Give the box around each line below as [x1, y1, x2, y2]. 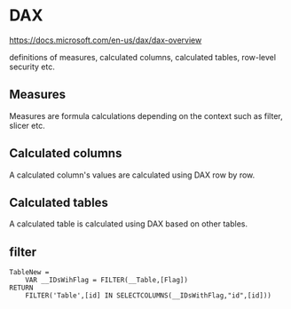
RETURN [9, 283, 34, 293]
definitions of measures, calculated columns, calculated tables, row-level [9, 51, 277, 62]
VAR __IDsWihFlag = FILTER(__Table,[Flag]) [25, 276, 189, 285]
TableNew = [9, 268, 50, 277]
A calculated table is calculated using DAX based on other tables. [9, 218, 248, 229]
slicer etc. [9, 120, 46, 131]
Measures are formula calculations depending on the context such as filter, [9, 110, 283, 121]
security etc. [9, 61, 55, 72]
